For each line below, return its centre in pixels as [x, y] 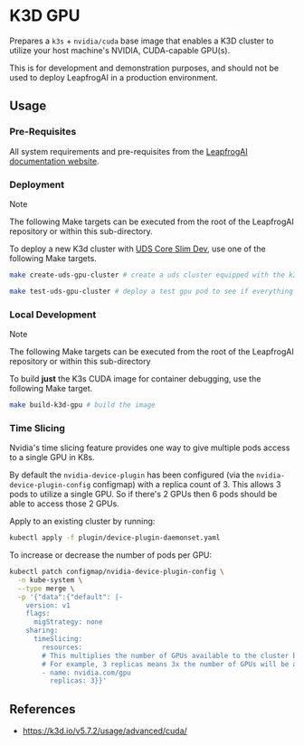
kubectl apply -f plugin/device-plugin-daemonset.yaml [115, 538]
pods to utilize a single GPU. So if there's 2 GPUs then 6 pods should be [143, 495]
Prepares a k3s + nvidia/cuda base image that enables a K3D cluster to [142, 41]
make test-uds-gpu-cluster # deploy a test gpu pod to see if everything [152, 291]
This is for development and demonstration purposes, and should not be [144, 68]
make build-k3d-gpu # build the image [82, 405]
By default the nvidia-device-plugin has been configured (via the [132, 475]
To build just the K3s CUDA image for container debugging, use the [135, 378]
